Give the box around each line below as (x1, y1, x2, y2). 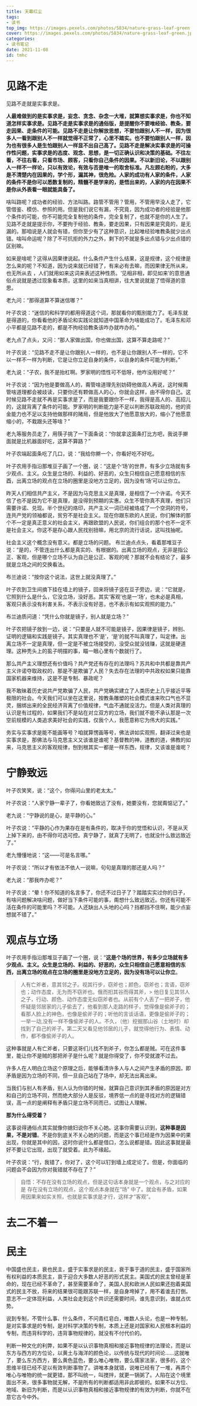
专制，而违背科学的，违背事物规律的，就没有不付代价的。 (6, 1329, 145, 1336)
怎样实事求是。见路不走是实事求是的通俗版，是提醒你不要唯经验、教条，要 (11, 120, 191, 127)
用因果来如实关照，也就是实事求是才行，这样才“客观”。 (20, 1193, 154, 1201)
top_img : (6, 25, 28, 31)
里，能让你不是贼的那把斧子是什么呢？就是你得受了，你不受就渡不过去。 (6, 1052, 181, 1060)
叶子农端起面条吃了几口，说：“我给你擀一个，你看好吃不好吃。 (6, 450, 158, 457)
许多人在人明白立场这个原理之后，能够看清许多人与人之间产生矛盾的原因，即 (6, 1065, 191, 1072)
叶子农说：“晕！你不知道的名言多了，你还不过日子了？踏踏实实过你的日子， (6, 889, 189, 896)
